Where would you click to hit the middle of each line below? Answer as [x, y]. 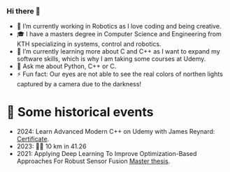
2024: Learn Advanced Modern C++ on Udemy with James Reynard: [116, 132]
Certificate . [33, 139]
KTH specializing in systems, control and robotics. [89, 44]
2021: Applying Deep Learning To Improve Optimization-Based [107, 154]
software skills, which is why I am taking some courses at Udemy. [111, 59]
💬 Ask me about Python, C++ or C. [66, 66]
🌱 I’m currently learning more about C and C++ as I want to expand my [118, 52]
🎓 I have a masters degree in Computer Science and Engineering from [119, 34]
